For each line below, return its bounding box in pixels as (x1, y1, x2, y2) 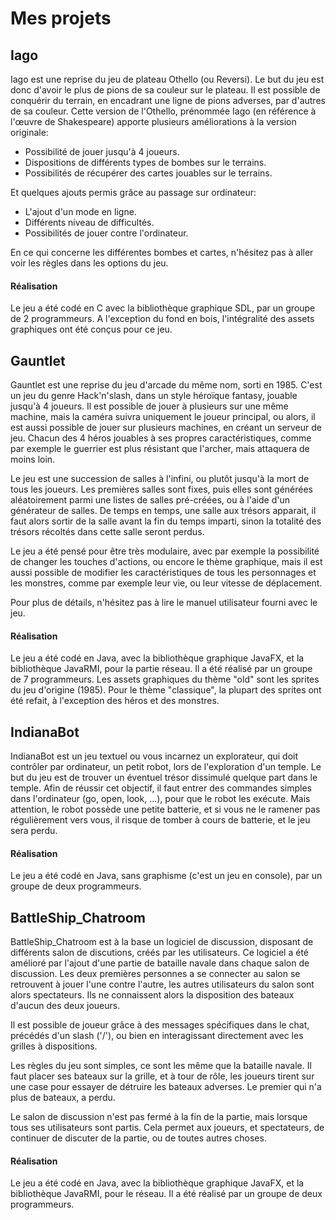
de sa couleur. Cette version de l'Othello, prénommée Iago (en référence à (10, 105, 317, 117)
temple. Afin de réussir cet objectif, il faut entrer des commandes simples (10, 782, 312, 794)
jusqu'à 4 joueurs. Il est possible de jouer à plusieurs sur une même (10, 400, 289, 412)
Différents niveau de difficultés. (24, 217, 155, 228)
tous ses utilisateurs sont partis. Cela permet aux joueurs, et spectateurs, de (10, 1122, 325, 1134)
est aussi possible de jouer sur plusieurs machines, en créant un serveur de (10, 422, 323, 434)
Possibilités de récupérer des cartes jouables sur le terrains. (24, 167, 273, 179)
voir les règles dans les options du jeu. (10, 257, 169, 269)
